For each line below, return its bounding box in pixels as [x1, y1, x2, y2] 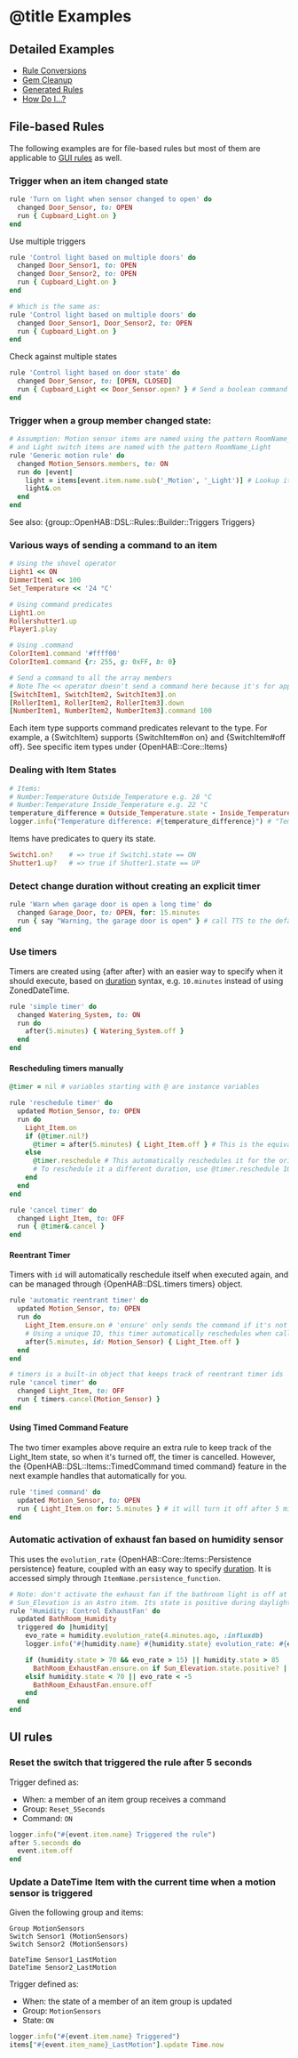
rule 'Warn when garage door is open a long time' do [9, 900, 213, 909]
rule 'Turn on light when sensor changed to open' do [9, 195, 213, 204]
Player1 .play [9, 625, 58, 634]
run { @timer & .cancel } [17, 1222, 105, 1231]
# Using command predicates [9, 600, 114, 609]
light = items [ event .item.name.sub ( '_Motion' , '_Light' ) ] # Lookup [25, 476, 279, 485]
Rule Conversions [21, 65, 87, 76]
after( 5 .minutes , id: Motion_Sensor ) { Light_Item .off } [25, 1337, 240, 1346]
